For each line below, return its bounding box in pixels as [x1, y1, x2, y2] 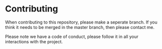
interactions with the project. [5, 38, 63, 44]
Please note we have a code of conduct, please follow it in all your [5, 34, 139, 39]
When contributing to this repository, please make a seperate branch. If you [5, 19, 158, 25]
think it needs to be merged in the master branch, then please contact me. [5, 24, 155, 30]
